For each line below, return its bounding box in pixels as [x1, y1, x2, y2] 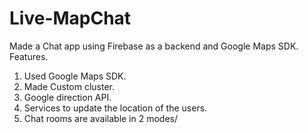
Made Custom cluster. [23, 80, 116, 92]
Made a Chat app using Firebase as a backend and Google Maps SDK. [9, 40, 299, 52]
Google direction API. [23, 91, 112, 103]
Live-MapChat [9, 7, 132, 30]
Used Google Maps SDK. [23, 70, 127, 82]
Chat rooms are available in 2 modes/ [23, 112, 179, 124]
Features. [9, 50, 49, 62]
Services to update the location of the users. [23, 102, 208, 114]
